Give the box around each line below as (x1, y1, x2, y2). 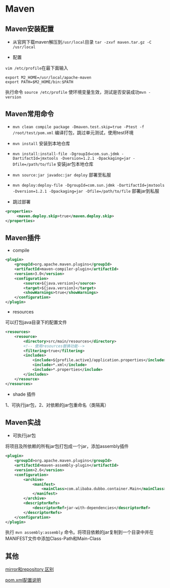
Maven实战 (5, 418, 41, 427)
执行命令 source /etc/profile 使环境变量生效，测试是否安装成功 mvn (5, 89, 147, 95)
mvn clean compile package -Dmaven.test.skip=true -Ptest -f (12, 124, 145, 129)
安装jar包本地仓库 (57, 161, 94, 167)
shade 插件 (12, 391, 36, 397)
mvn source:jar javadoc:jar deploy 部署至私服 (12, 171, 111, 178)
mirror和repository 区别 (5, 566, 54, 572)
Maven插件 (5, 233, 41, 242)
